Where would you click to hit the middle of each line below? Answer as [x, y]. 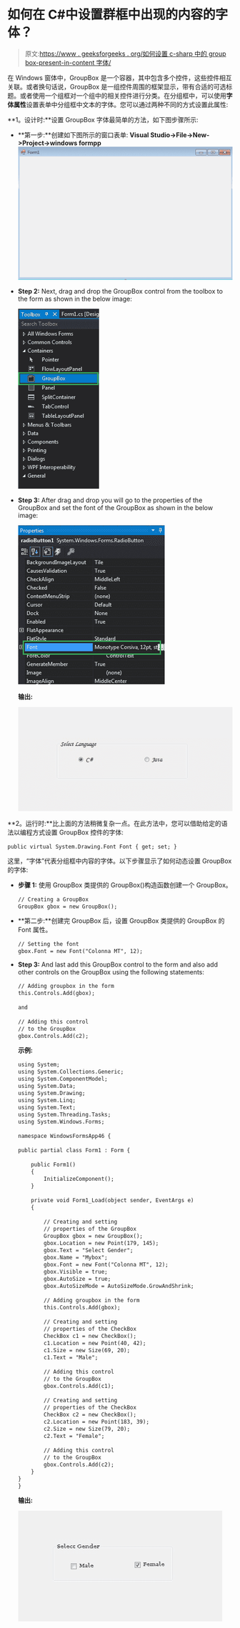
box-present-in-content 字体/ [68, 62]
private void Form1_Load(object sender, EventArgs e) [112, 1201]
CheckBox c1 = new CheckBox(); [90, 1337]
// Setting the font [48, 944]
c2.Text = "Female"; [74, 1437]
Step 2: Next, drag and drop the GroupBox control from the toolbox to [120, 291]
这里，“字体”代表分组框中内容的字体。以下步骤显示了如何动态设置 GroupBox [120, 861]
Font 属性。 [35, 930]
